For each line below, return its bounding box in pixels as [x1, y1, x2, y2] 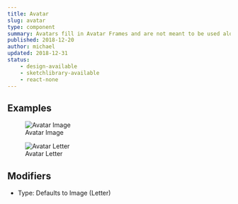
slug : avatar [7, 17, 46, 24]
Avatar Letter [25, 150, 63, 158]
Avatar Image [25, 128, 64, 137]
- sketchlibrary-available [20, 69, 100, 76]
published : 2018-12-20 [7, 37, 74, 44]
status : [7, 56, 30, 64]
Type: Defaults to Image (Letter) [17, 188, 111, 197]
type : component [7, 23, 55, 30]
